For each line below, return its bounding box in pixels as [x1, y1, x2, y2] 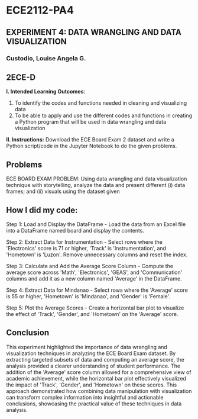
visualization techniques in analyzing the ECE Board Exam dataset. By [6, 350, 176, 357]
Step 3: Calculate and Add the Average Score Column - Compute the [6, 262, 173, 269]
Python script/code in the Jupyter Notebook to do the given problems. [6, 143, 177, 150]
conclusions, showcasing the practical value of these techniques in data [6, 400, 182, 407]
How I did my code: [6, 205, 78, 215]
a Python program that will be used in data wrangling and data [14, 118, 167, 125]
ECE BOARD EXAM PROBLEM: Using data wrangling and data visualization [6, 175, 187, 182]
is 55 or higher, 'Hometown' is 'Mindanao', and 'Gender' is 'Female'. [6, 292, 171, 299]
